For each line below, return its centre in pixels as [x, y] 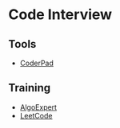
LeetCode [36, 115]
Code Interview [60, 15]
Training [30, 88]
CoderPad [37, 63]
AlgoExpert [38, 107]
